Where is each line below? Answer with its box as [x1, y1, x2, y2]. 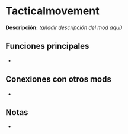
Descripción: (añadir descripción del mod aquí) [5, 24, 123, 31]
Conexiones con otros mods [5, 74, 112, 85]
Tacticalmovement [5, 4, 100, 18]
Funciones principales [5, 41, 89, 51]
